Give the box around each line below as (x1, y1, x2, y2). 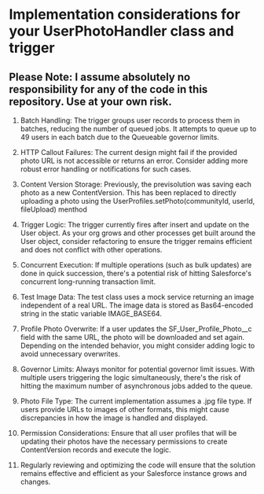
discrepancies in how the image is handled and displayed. (20, 413, 208, 422)
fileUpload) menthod (20, 205, 87, 214)
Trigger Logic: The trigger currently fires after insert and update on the (20, 220, 250, 229)
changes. (20, 477, 51, 486)
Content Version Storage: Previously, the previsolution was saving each (20, 179, 252, 189)
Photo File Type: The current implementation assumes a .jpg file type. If (20, 396, 252, 406)
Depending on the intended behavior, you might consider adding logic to (20, 341, 255, 350)
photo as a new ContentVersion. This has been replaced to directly (20, 188, 236, 197)
